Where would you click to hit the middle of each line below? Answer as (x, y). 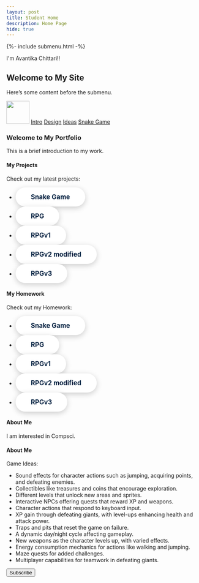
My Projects (22, 165)
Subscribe (21, 573)
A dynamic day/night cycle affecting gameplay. (74, 534)
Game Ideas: (22, 464)
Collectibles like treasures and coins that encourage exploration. (96, 489)
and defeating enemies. (45, 482)
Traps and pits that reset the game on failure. (72, 528)
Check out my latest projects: (43, 179)
